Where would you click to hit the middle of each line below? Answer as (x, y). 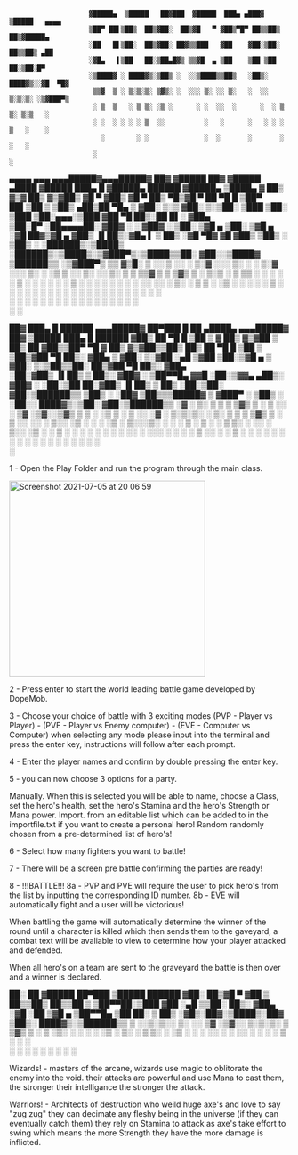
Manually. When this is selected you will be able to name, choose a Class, (144, 796)
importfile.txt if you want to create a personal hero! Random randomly (137, 824)
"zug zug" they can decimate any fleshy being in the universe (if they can (144, 1114)
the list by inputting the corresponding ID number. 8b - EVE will (125, 895)
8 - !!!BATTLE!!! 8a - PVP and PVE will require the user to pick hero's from (144, 886)
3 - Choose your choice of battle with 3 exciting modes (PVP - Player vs (141, 716)
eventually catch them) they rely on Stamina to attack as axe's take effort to (148, 1123)
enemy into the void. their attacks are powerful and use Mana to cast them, (147, 1078)
